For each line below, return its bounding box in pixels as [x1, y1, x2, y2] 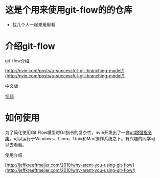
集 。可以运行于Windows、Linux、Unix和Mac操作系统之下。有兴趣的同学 [5, 135, 151, 141]
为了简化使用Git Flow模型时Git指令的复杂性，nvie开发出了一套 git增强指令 [5, 129, 153, 135]
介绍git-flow [5, 41, 55, 52]
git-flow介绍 [5, 57, 29, 64]
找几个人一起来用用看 [12, 22, 55, 27]
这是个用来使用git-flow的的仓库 [5, 4, 133, 16]
